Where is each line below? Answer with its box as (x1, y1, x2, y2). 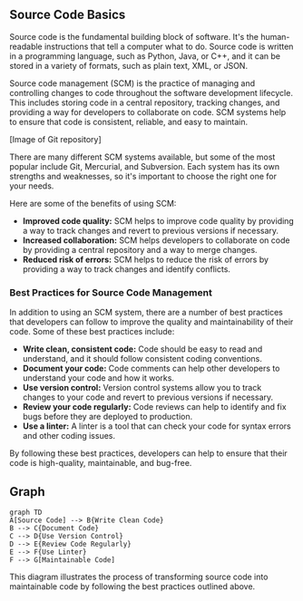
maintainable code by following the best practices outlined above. (9, 580, 256, 592)
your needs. (9, 180, 54, 191)
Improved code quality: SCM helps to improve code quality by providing (22, 215, 295, 226)
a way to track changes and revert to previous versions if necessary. (22, 225, 279, 236)
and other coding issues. (22, 431, 116, 441)
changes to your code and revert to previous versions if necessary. (22, 392, 274, 402)
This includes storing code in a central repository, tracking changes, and (9, 97, 280, 108)
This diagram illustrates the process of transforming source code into (9, 571, 269, 582)
